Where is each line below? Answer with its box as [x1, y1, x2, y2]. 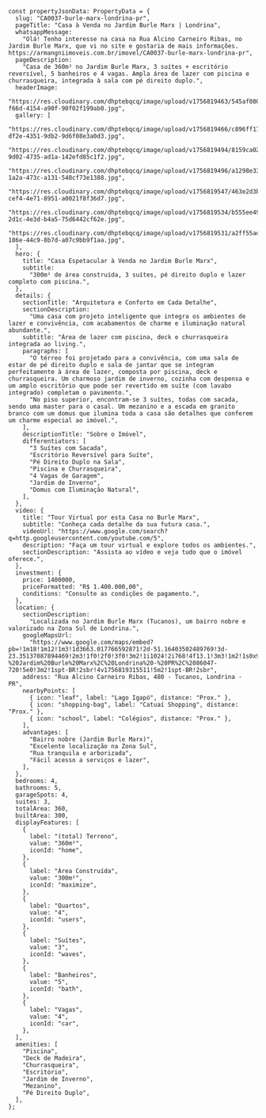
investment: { [15, 569, 62, 577]
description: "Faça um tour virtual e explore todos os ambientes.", [22, 541, 257, 549]
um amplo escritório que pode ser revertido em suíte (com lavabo [8, 382, 232, 390]
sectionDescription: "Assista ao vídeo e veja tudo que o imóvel [22, 548, 243, 556]
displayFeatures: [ [15, 818, 80, 826]
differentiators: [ [22, 437, 87, 445]
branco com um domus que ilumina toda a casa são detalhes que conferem [8, 410, 253, 418]
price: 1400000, [22, 576, 77, 584]
